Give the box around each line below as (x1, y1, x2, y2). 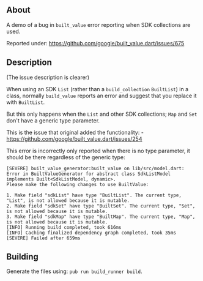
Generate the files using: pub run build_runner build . (6, 268, 142, 275)
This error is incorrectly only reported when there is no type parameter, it (6, 147, 191, 154)
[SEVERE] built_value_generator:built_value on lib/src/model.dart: (6, 165, 185, 171)
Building (6, 252, 39, 262)
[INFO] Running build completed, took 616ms (6, 224, 122, 230)
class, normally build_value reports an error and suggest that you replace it (6, 92, 197, 99)
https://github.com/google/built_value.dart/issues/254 (6, 135, 142, 143)
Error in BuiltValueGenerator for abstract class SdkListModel (6, 171, 171, 177)
